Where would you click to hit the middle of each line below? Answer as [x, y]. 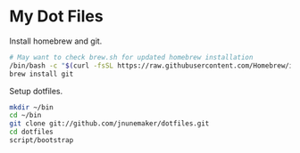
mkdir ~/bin [31, 107]
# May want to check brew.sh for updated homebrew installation [131, 57]
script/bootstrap [42, 141]
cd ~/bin [25, 116]
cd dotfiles [31, 132]
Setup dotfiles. [36, 91]
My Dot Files [57, 16]
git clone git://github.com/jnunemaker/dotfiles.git [109, 124]
